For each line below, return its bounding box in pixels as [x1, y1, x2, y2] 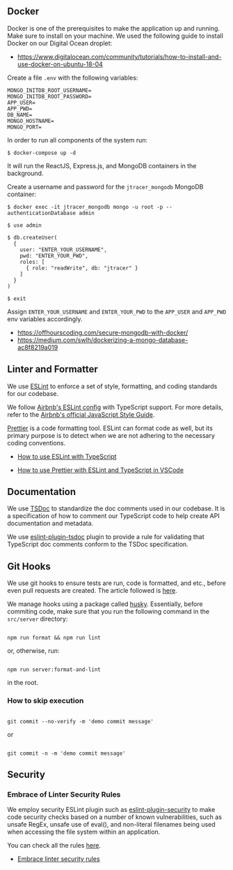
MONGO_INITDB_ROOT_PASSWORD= [7, 93, 92, 100]
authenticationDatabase [7, 209, 77, 216]
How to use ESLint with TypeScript [17, 452, 117, 460]
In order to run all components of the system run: [7, 135, 148, 144]
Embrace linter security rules [17, 855, 100, 863]
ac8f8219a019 [17, 343, 58, 351]
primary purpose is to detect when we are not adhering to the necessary [7, 431, 216, 439]
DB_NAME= [7, 111, 33, 118]
